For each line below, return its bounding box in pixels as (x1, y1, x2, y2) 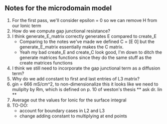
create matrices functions (19, 59, 73, 65)
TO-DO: (12, 102, 29, 108)
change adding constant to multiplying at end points (19, 112, 127, 119)
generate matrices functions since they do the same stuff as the (19, 54, 152, 60)
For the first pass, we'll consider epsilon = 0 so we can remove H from (12, 17, 157, 23)
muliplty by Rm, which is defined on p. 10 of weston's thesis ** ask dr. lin (12, 86, 162, 92)
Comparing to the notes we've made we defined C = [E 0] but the (19, 38, 155, 44)
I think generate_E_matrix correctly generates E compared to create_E (12, 33, 157, 39)
